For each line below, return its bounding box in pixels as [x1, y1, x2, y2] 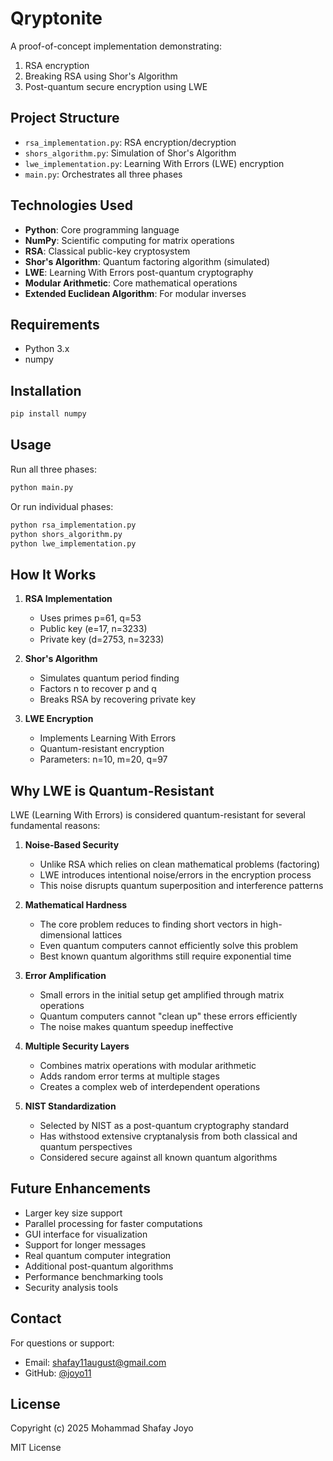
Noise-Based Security [24, 839, 120, 851]
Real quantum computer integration [24, 1249, 172, 1261]
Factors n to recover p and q [39, 683, 157, 695]
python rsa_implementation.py [10, 520, 137, 530]
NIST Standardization [24, 1100, 117, 1112]
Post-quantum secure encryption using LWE [24, 80, 208, 92]
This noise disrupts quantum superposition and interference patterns [39, 880, 324, 891]
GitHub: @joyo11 [24, 1367, 92, 1379]
